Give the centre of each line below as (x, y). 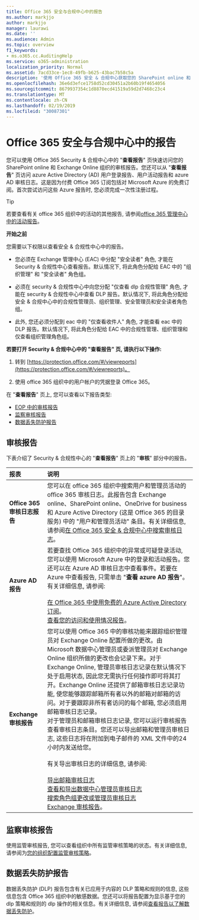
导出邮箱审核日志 (71, 780)
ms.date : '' (21, 34)
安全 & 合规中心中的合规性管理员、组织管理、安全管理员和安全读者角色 (101, 302)
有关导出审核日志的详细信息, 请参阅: (97, 764)
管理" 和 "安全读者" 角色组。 (54, 274)
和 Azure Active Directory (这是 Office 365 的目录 (116, 513)
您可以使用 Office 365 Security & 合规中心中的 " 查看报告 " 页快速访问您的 (95, 160)
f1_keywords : (22, 51)
